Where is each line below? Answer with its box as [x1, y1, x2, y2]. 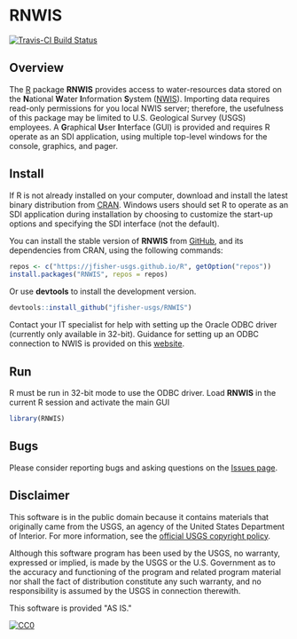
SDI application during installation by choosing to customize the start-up [9, 209, 273, 219]
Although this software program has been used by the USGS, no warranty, [9, 548, 281, 558]
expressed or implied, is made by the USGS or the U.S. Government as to [9, 556, 277, 568]
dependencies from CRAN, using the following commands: [9, 245, 223, 256]
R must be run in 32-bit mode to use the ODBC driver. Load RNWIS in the [9, 388, 277, 398]
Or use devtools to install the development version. [9, 286, 197, 297]
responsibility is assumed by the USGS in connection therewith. [9, 585, 241, 596]
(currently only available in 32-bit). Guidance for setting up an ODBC [9, 329, 260, 340]
